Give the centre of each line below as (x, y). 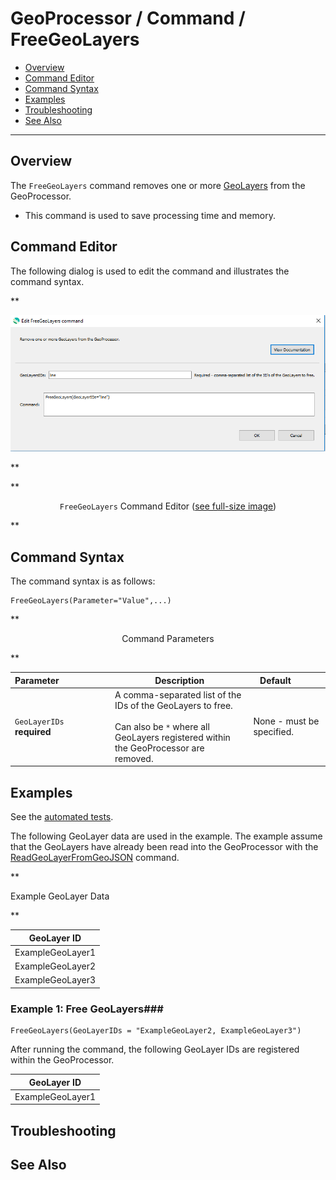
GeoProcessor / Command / (128, 18)
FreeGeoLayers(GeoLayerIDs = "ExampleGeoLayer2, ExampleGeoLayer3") (156, 1031)
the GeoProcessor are (159, 748)
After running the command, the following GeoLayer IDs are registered (155, 1049)
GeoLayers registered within (172, 737)
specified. (274, 732)
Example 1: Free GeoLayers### (87, 1009)
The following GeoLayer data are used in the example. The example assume (166, 836)
